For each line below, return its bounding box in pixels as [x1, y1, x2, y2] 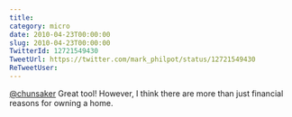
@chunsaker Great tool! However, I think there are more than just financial [9, 87, 284, 99]
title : [9, 13, 34, 22]
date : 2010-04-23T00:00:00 [9, 30, 111, 39]
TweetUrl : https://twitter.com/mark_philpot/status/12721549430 [9, 55, 256, 64]
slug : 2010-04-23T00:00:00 [9, 38, 111, 48]
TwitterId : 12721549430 [9, 47, 99, 56]
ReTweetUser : [9, 64, 59, 73]
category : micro [9, 22, 70, 31]
